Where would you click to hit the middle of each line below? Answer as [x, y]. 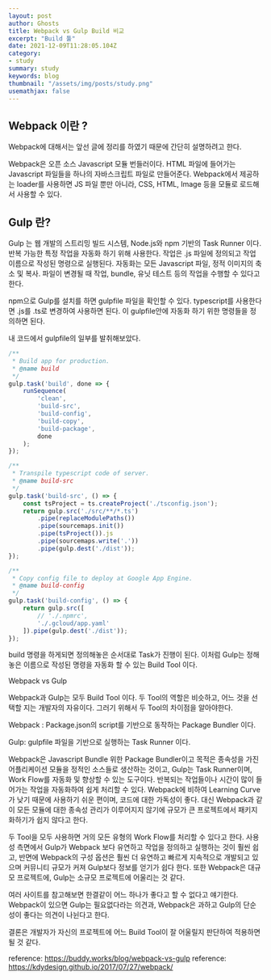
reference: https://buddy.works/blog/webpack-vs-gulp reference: [118, 958]
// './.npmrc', [63, 615]
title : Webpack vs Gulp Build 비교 [67, 31]
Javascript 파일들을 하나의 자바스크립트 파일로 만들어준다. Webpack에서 [123, 174]
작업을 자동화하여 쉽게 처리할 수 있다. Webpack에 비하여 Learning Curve [145, 790]
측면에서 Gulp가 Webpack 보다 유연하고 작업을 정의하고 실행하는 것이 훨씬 [133, 847]
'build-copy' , [61, 421]
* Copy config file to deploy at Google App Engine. [102, 578]
